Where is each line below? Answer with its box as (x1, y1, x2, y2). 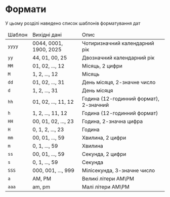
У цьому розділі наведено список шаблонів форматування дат (5, 20, 141, 26)
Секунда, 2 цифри (81, 150, 126, 157)
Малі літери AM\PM (81, 183, 130, 190)
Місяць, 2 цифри (81, 62, 122, 69)
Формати (5, 4, 47, 15)
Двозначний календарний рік (81, 54, 155, 61)
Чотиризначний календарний (81, 39, 154, 46)
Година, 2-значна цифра (81, 117, 143, 124)
